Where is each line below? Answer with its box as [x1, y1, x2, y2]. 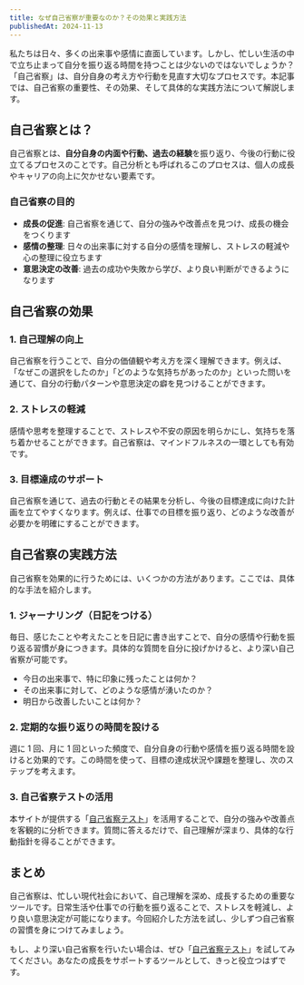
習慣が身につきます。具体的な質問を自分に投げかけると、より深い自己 [33, 643, 295, 653]
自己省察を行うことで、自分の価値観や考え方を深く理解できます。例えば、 [9, 356, 287, 366]
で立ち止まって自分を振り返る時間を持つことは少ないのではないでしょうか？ [9, 59, 295, 70]
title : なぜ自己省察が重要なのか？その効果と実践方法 [9, 13, 187, 23]
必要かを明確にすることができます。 [9, 518, 144, 529]
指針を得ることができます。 [16, 835, 121, 846]
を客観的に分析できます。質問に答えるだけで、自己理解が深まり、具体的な [9, 824, 287, 835]
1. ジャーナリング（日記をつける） [9, 609, 158, 621]
